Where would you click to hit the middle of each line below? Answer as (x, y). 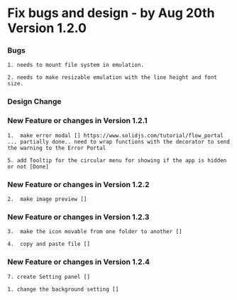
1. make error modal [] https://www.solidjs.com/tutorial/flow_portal (115, 135)
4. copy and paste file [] (49, 244)
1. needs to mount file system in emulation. (76, 65)
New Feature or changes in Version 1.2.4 (79, 262)
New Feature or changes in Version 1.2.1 (77, 121)
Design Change (34, 102)
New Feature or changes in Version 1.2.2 (78, 184)
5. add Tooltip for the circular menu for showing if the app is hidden (117, 160)
